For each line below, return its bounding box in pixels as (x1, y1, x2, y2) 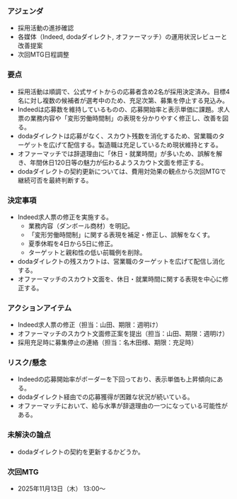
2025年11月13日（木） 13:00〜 (17, 484, 106, 493)
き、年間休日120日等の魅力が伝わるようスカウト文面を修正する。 (17, 158, 207, 167)
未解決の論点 (7, 430, 52, 440)
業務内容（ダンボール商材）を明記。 (28, 221, 134, 230)
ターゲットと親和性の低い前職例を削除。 (28, 248, 146, 257)
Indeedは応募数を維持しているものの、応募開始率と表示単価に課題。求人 (17, 105, 230, 113)
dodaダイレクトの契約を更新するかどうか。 (17, 447, 144, 456)
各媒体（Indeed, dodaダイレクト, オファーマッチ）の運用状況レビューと (17, 33, 228, 41)
